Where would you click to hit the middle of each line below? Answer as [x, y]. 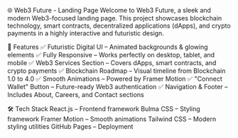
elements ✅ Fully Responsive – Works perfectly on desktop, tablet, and [111, 55]
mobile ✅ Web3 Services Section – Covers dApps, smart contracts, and [112, 63]
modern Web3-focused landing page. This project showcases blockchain [115, 18]
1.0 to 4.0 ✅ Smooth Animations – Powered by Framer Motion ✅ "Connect [115, 79]
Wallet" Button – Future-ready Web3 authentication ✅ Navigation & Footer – [118, 87]
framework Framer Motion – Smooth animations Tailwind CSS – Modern [112, 119]
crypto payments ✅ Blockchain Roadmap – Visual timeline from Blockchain [117, 71]
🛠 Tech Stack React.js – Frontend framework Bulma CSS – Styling [104, 109]
